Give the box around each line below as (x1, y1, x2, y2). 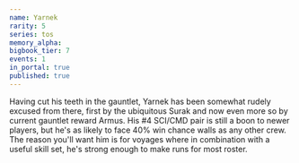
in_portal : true (9, 64, 70, 73)
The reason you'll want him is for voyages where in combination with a (9, 133, 270, 144)
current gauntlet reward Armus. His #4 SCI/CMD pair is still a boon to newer (9, 115, 290, 125)
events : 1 (9, 55, 47, 64)
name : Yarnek (9, 13, 58, 22)
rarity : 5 (9, 21, 47, 30)
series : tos (9, 30, 54, 39)
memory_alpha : (9, 38, 63, 47)
